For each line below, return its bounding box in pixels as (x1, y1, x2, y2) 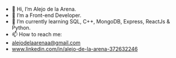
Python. (11, 24, 31, 31)
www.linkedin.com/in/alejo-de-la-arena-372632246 (11, 46, 138, 52)
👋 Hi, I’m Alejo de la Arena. (11, 6, 77, 12)
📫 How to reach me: (11, 31, 62, 37)
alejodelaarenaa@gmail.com (11, 39, 81, 46)
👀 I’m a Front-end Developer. (11, 12, 81, 19)
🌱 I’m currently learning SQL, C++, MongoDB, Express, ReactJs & (11, 18, 171, 25)
